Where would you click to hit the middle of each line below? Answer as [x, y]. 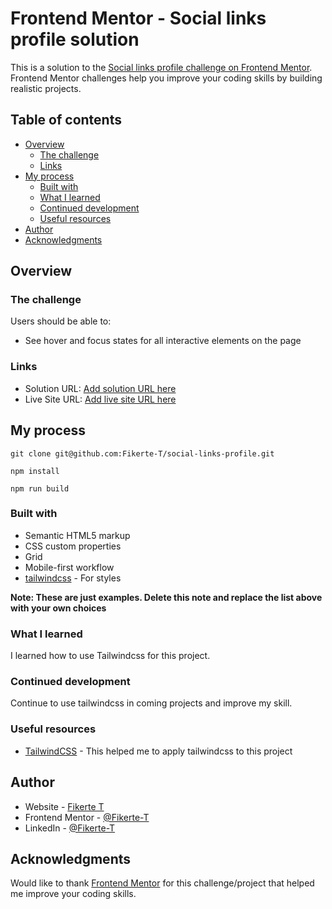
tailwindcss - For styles [73, 578]
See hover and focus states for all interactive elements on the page [163, 341]
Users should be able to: [61, 321]
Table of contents [66, 120]
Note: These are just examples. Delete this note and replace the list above [166, 597]
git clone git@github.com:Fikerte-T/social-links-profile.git [142, 453]
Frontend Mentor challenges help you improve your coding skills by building [166, 78]
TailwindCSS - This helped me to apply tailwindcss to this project [158, 751]
